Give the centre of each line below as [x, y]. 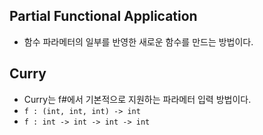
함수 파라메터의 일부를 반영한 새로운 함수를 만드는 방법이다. [138, 41]
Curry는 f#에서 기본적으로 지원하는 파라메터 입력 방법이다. [137, 99]
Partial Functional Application [103, 16]
